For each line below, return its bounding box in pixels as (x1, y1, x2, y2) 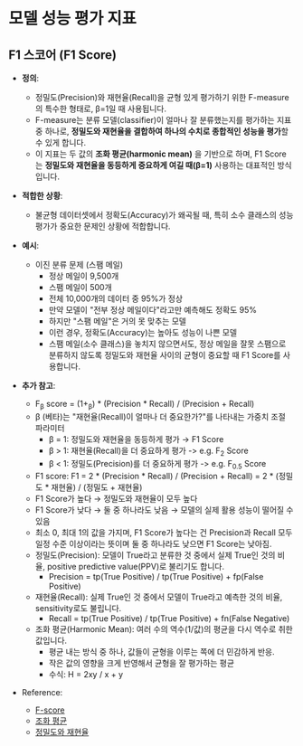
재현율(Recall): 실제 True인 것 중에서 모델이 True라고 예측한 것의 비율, (34, 591, 283, 602)
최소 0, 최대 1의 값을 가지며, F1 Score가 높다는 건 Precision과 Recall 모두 (34, 527, 293, 538)
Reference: (21, 687, 63, 698)
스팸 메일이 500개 (48, 282, 112, 292)
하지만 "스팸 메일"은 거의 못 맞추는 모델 (48, 316, 187, 326)
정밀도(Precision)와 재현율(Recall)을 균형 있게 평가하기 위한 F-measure (34, 92, 290, 102)
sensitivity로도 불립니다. (34, 603, 122, 614)
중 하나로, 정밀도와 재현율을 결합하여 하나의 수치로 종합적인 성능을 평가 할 (34, 126, 289, 137)
